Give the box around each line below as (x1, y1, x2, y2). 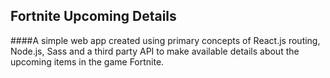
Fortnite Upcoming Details (10, 8, 177, 25)
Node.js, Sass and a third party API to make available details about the (10, 45, 300, 57)
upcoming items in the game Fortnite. (10, 55, 165, 68)
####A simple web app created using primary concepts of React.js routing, (10, 34, 321, 46)
